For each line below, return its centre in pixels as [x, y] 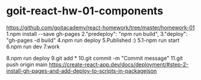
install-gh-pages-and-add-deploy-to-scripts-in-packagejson [82, 70]
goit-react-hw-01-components [85, 11]
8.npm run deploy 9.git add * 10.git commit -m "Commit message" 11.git [94, 58]
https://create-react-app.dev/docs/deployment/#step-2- [119, 64]
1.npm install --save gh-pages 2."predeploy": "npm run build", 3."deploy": [97, 33]
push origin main [27, 64]
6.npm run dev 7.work [33, 47]
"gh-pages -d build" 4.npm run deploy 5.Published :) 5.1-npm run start [93, 40]
